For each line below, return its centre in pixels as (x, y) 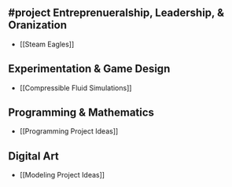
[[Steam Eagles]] (47, 44)
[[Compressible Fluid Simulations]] (75, 88)
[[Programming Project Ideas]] (69, 131)
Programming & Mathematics (81, 113)
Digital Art (33, 156)
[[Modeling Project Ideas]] (62, 175)
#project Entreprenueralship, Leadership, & (116, 13)
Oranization (37, 26)
